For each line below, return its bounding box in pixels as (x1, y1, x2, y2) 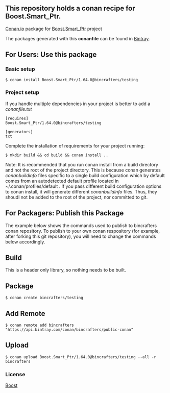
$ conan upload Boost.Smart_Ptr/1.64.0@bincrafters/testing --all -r (5, 354, 157, 359)
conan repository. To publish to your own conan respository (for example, (5, 228, 160, 234)
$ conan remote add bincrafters (5, 323, 74, 328)
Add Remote (5, 309, 45, 318)
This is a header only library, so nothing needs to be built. (5, 267, 126, 273)
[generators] (5, 129, 33, 134)
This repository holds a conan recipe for (5, 4, 135, 13)
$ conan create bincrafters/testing (5, 296, 83, 301)
